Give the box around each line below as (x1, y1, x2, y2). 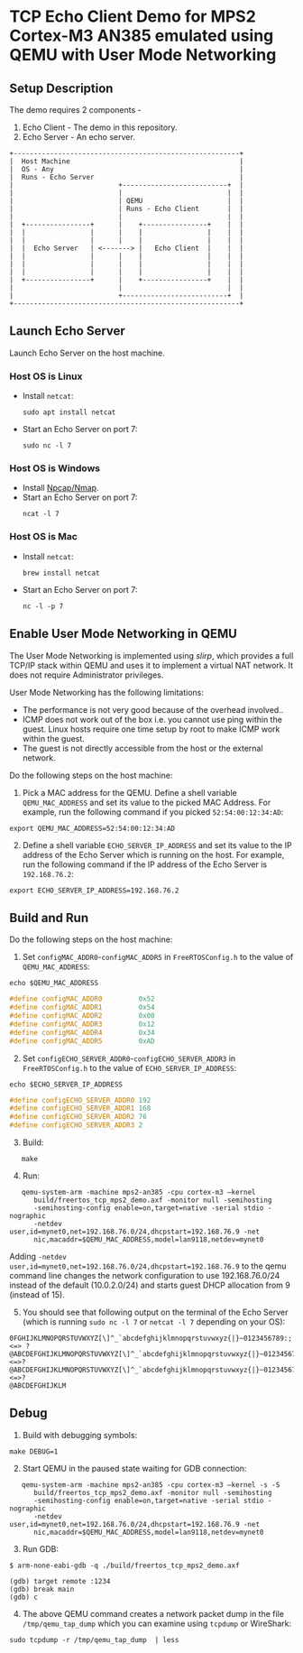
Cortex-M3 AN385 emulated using (9, 25, 274, 46)
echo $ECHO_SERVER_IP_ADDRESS (9, 1080, 124, 1089)
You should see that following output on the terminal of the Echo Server (22, 1307, 289, 1318)
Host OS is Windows (9, 462, 101, 475)
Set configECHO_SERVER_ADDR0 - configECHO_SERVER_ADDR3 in (22, 1053, 236, 1064)
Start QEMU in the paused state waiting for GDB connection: (22, 1463, 247, 1473)
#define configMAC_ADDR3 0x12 (9, 1020, 155, 1029)
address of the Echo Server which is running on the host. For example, (22, 849, 285, 860)
